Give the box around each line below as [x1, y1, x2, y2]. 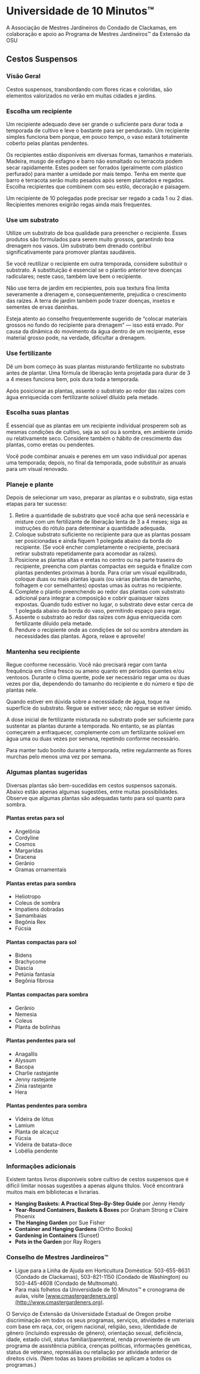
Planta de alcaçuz [14, 1128, 59, 1135]
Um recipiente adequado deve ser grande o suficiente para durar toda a [6, 120, 183, 127]
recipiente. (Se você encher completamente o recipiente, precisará [14, 543, 180, 551]
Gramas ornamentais [14, 866, 67, 873]
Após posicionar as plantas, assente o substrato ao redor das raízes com [6, 387, 186, 394]
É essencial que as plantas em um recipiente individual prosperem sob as [6, 422, 187, 429]
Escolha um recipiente [6, 107, 73, 115]
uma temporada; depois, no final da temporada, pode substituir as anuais [6, 459, 186, 466]
